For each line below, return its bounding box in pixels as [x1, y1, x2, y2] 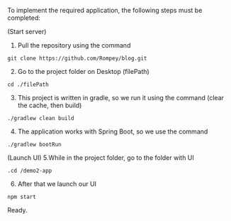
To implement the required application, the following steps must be [7, 6, 203, 14]
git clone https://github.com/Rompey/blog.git [7, 55, 147, 62]
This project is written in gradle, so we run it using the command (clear [17, 94, 225, 102]
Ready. [7, 206, 28, 214]
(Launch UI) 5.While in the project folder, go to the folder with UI [7, 153, 195, 162]
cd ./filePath [7, 81, 50, 88]
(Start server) [7, 28, 47, 36]
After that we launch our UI [17, 180, 97, 188]
